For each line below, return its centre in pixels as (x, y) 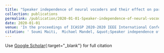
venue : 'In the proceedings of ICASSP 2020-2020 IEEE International (76, 27)
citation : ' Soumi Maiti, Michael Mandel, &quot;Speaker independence (79, 32)
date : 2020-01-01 (23, 23)
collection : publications (31, 14)
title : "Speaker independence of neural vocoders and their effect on (78, 9)
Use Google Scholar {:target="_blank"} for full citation (59, 46)
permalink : (16, 18)
